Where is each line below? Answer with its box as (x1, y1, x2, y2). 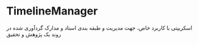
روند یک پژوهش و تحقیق (6, 30, 62, 37)
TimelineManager (6, 4, 98, 18)
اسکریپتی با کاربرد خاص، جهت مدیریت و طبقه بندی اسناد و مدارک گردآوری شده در (6, 24, 193, 31)
